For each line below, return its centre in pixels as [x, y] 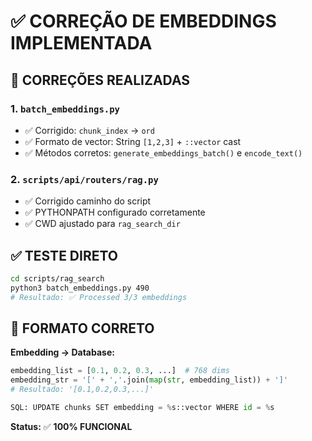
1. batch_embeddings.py [65, 108]
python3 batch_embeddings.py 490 [80, 288]
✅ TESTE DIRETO [64, 255]
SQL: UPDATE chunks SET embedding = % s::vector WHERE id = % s [142, 408]
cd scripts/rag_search [57, 278]
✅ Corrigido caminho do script [88, 201]
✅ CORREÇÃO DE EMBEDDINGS [143, 21]
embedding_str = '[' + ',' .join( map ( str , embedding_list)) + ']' [149, 380]
